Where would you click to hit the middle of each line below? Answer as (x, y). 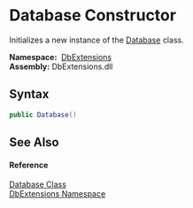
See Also (34, 143)
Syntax (29, 94)
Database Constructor (93, 15)
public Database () (43, 115)
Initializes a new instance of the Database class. (96, 40)
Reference (29, 165)
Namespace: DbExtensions (61, 57)
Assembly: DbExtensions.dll (61, 66)
